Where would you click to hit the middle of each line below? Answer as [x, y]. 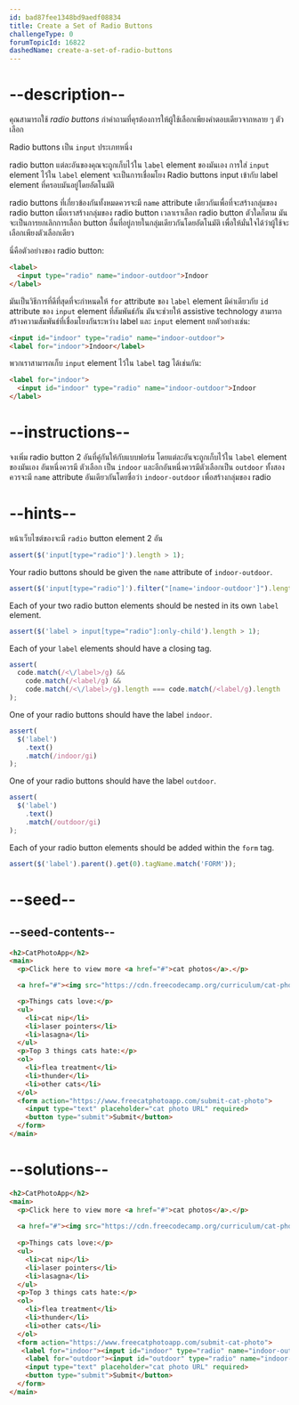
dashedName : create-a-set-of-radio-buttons [91, 51]
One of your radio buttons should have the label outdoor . [113, 781]
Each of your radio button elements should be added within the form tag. [142, 848]
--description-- [68, 95]
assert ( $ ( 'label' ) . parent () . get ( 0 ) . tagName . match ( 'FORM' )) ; [123, 864]
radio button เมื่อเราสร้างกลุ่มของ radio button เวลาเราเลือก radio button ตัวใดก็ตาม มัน [148, 213]
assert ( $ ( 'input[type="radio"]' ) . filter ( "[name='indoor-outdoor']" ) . [141, 589]
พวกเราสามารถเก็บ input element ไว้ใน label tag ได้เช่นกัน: [105, 363]
